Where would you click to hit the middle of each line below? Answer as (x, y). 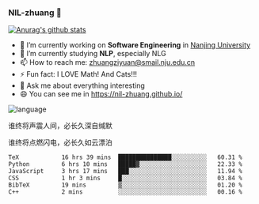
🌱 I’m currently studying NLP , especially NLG (93, 54)
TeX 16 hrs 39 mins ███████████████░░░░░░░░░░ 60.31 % (126, 157)
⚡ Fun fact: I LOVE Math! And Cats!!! (78, 74)
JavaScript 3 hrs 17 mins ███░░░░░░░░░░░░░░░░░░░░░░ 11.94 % (126, 172)
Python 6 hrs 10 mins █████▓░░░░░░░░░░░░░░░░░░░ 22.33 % (126, 164)
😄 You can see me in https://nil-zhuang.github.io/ (101, 94)
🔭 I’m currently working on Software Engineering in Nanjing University (135, 45)
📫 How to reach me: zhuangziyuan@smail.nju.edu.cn (107, 62)
